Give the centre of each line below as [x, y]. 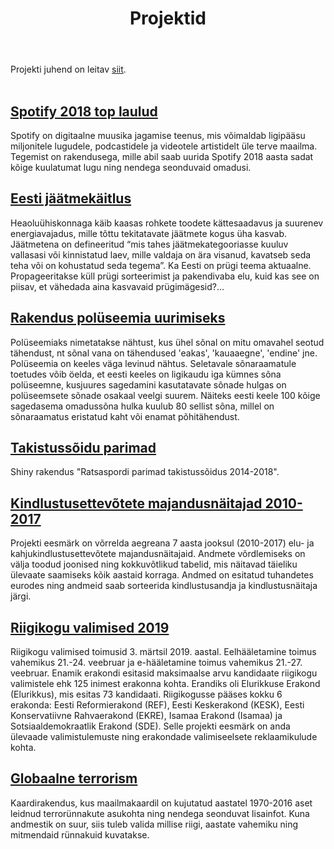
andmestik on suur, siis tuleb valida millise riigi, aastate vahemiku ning [154, 824]
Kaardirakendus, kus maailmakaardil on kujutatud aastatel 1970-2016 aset [161, 803]
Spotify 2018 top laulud [84, 111]
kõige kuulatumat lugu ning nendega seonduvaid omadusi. [131, 167]
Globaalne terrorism [74, 778]
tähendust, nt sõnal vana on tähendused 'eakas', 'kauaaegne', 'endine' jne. [164, 353]
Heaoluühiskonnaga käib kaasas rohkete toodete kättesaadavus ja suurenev [167, 223]
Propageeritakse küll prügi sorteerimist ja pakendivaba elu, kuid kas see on [165, 276]
